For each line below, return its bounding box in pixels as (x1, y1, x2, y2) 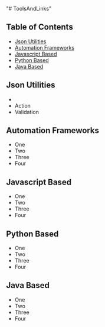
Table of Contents (6, 22, 74, 32)
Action (14, 102, 31, 109)
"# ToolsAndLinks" (6, 5, 52, 12)
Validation (14, 108, 40, 115)
